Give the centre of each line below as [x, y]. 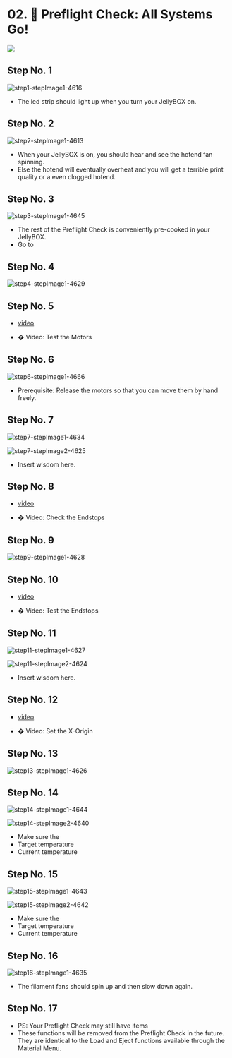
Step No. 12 [33, 700]
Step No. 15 [33, 874]
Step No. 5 [31, 306]
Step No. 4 [31, 266]
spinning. [31, 162]
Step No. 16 [33, 956]
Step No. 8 [31, 487]
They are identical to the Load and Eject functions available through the [121, 1040]
